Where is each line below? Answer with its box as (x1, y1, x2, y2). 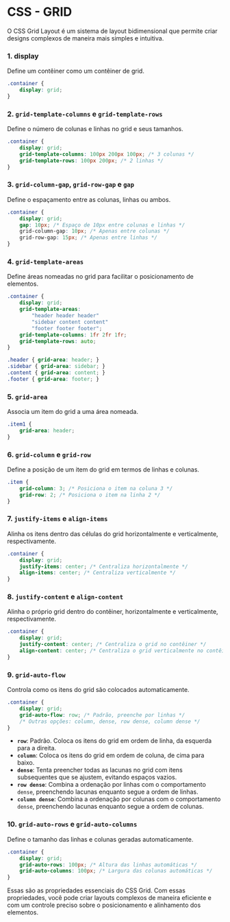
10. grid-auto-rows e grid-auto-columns (7, 820, 138, 829)
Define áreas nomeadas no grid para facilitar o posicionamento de (7, 273, 194, 281)
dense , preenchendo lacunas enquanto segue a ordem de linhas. (16, 787, 199, 796)
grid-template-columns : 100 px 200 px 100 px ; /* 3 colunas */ (19, 150, 194, 158)
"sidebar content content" (31, 319, 109, 325)
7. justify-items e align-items (7, 514, 108, 524)
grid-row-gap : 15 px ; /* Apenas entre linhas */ (19, 234, 157, 241)
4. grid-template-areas (7, 257, 84, 266)
